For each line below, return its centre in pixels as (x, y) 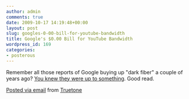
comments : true (25, 17)
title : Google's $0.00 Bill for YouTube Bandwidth (69, 39)
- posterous (21, 55)
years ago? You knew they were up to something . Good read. (80, 78)
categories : (21, 50)
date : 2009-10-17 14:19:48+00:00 (47, 22)
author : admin (24, 11)
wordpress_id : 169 (29, 45)
